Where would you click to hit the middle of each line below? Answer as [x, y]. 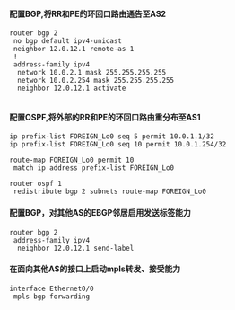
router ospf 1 [36, 184]
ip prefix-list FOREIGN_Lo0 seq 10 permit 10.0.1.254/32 [118, 145]
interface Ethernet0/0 [52, 288]
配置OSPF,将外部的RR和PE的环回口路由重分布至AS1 [105, 117]
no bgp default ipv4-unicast [68, 41]
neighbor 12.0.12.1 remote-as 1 [74, 49]
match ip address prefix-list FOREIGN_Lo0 [94, 168]
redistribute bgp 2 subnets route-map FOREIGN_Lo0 [109, 192]
